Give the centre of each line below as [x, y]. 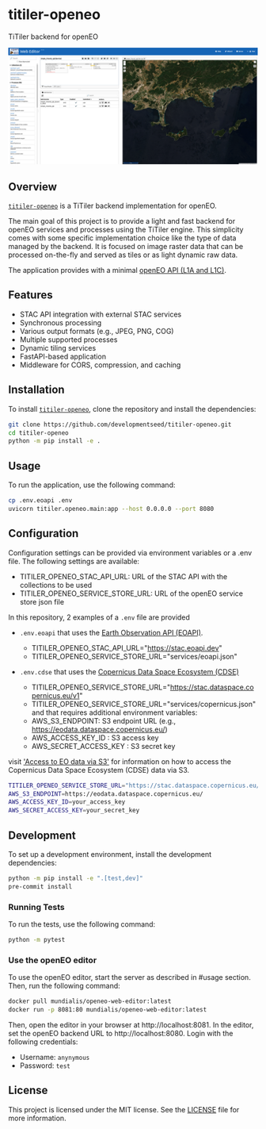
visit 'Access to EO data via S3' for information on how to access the [120, 761]
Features [30, 295]
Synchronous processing [61, 322]
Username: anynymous [55, 1057]
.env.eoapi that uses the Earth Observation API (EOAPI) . [111, 632]
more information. [37, 1118]
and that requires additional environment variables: [114, 712]
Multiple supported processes [68, 340]
